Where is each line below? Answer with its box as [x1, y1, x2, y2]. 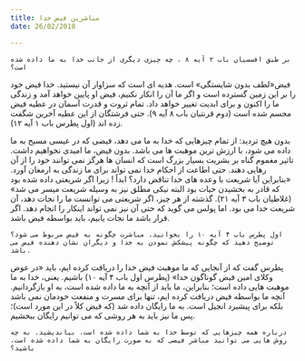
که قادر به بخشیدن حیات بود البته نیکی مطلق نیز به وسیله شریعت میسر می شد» [10, 183, 280, 194]
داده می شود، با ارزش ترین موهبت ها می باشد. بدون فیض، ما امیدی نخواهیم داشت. [10, 145, 291, 155]
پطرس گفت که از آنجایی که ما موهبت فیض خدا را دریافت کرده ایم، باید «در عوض [10, 261, 284, 273]
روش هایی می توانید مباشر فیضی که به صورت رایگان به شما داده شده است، [10, 336, 287, 345]
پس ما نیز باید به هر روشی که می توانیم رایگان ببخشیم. [10, 310, 196, 321]
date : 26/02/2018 [10, 22, 76, 31]
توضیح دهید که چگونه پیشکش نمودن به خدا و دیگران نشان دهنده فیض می [10, 237, 275, 246]
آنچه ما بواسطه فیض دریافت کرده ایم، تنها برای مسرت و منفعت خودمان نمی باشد [10, 290, 285, 301]
